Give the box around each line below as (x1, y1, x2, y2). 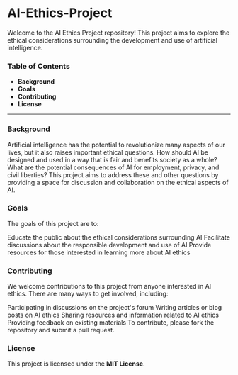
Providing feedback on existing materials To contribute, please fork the (7, 318, 215, 327)
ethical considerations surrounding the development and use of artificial (7, 35, 218, 44)
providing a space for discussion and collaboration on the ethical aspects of (7, 178, 229, 186)
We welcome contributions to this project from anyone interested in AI (7, 282, 212, 291)
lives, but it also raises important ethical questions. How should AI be (7, 147, 209, 157)
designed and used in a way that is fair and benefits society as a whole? (7, 155, 217, 164)
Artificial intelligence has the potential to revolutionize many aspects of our (7, 140, 225, 149)
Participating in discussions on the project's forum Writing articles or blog (7, 303, 222, 312)
